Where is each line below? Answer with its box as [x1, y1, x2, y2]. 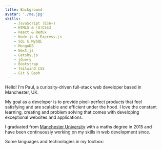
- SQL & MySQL [14, 39, 42, 44]
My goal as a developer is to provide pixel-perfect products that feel [5, 99, 142, 105]
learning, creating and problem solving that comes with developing [5, 109, 140, 115]
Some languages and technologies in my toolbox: [5, 138, 104, 144]
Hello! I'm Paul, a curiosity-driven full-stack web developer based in [5, 84, 142, 90]
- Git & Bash [14, 71, 40, 76]
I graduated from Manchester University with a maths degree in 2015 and [5, 124, 152, 129]
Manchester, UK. [5, 89, 39, 95]
